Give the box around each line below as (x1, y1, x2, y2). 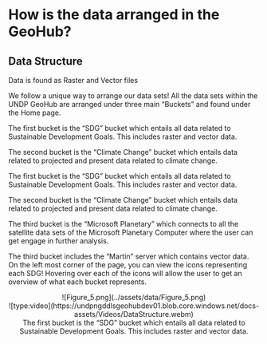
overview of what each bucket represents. (8, 277, 147, 287)
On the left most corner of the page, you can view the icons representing (8, 260, 248, 269)
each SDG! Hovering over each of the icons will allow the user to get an (8, 269, 242, 278)
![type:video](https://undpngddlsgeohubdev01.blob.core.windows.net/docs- (8, 301, 260, 310)
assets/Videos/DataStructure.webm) (74, 310, 194, 318)
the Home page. (8, 108, 61, 117)
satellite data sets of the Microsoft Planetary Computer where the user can (8, 227, 253, 237)
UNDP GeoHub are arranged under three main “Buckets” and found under (8, 100, 251, 109)
